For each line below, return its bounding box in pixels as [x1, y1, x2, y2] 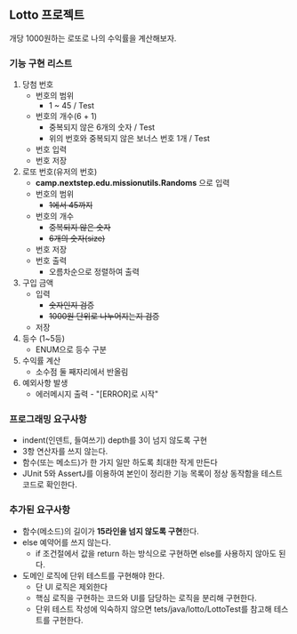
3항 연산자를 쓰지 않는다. [21, 446, 108, 457]
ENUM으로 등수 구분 [35, 344, 107, 355]
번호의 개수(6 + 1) [35, 111, 98, 122]
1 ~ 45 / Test [48, 100, 95, 111]
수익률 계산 [21, 356, 61, 366]
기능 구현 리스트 [9, 57, 73, 69]
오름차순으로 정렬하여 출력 [48, 267, 140, 277]
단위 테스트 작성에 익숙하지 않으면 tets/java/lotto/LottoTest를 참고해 [35, 603, 273, 614]
